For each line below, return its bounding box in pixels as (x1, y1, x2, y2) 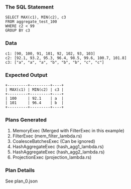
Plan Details (5, 167, 35, 174)
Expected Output (5, 71, 48, 78)
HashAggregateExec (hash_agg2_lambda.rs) (12, 149, 105, 155)
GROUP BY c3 (5, 28, 30, 33)
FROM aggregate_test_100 (5, 19, 57, 25)
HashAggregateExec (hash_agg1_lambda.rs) (12, 144, 104, 150)
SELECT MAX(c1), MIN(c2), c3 (5, 15, 66, 20)
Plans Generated (5, 116, 47, 123)
